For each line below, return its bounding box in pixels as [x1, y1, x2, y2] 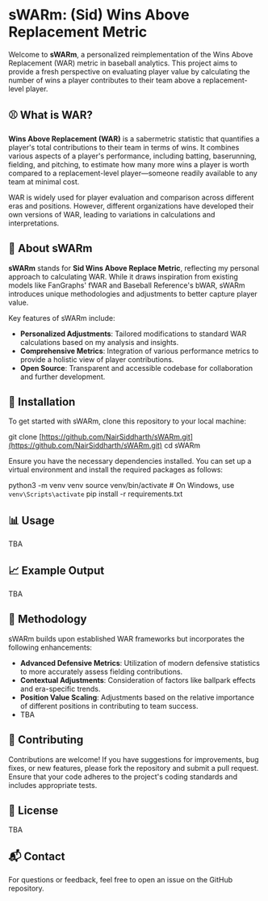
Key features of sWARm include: [8, 313, 115, 322]
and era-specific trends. [19, 684, 101, 693]
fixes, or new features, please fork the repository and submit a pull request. [8, 763, 259, 773]
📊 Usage [8, 513, 55, 527]
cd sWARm [164, 440, 201, 450]
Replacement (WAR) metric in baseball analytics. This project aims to [8, 58, 238, 68]
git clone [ [8, 432, 42, 442]
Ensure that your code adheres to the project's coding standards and [8, 772, 238, 781]
